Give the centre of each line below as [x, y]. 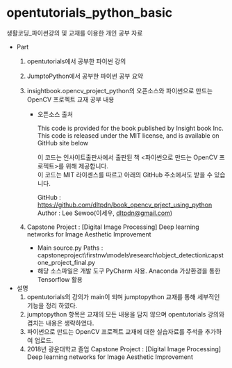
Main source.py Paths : [70, 248]
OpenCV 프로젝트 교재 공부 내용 [71, 99]
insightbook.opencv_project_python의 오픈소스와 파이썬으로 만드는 [120, 90]
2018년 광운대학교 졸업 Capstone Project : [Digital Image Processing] [124, 349]
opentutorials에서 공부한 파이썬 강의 [76, 61]
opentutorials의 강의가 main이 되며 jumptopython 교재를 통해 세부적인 [123, 296]
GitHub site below [63, 143]
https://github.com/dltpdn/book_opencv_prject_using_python [125, 205]
